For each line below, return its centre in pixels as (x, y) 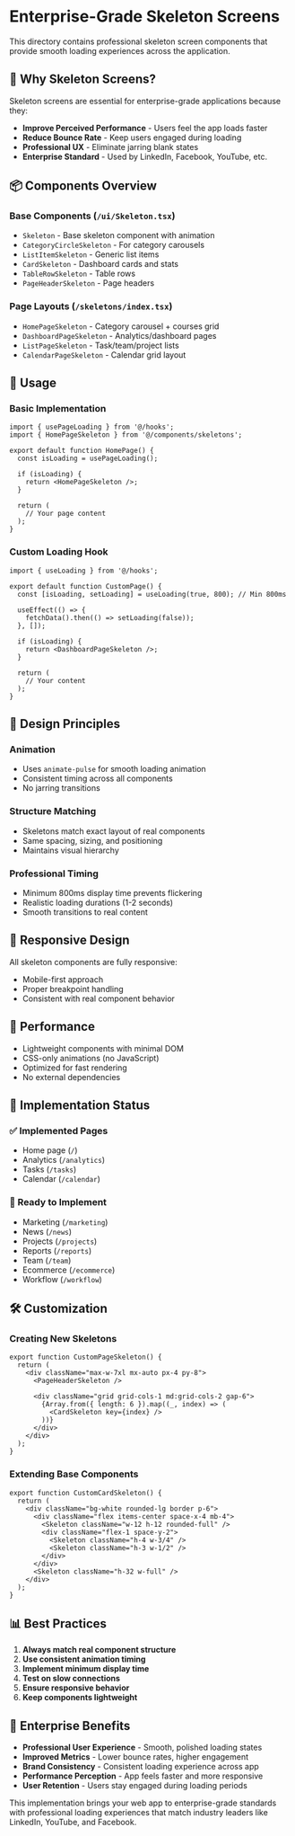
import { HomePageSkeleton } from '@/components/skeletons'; (126, 435)
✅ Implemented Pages (59, 1131)
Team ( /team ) (47, 1260)
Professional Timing (54, 874)
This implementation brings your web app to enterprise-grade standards (143, 1803)
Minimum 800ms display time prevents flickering (112, 893)
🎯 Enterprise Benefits (70, 1726)
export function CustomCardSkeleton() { (86, 1493)
